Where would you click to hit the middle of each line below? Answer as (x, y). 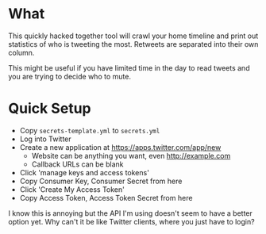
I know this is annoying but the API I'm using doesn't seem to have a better (130, 213)
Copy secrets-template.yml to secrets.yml (90, 130)
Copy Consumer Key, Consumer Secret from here (101, 181)
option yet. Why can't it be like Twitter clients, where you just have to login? (132, 221)
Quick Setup (50, 109)
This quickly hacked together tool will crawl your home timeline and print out (133, 36)
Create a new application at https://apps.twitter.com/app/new (120, 147)
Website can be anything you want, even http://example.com (131, 155)
